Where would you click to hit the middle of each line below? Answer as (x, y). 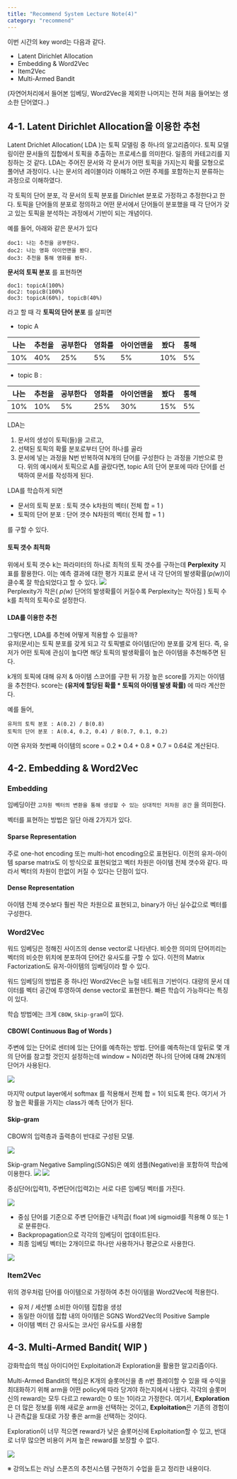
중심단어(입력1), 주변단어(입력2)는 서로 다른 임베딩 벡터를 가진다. (96, 1188)
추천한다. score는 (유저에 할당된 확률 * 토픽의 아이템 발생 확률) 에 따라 (111, 685)
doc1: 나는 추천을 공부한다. (44, 243)
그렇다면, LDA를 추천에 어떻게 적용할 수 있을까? (73, 634)
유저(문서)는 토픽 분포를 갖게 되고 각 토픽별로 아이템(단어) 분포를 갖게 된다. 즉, (114, 643)
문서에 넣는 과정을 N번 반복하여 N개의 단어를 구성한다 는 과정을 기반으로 (116, 458)
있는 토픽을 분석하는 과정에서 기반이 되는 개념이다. (83, 213)
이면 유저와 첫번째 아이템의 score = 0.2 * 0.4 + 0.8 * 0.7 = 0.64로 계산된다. (113, 746)
